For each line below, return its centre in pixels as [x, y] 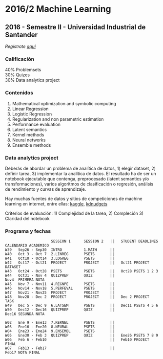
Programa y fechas [28, 231]
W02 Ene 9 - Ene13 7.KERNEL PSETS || [60, 323]
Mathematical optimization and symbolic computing [64, 103]
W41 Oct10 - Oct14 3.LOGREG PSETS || [60, 258]
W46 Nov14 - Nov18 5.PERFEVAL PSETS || [60, 289]
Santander [21, 34]
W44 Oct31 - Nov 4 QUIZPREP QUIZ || [60, 276]
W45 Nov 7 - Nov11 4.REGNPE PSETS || [60, 284]
